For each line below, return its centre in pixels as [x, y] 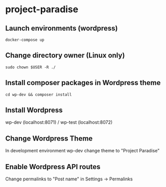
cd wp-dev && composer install [39, 95]
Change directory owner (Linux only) [65, 55]
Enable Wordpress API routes [53, 167]
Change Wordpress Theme [49, 138]
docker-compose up [25, 40]
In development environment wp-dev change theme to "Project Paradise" [82, 151]
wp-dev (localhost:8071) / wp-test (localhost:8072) [59, 122]
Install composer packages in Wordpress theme [83, 83]
